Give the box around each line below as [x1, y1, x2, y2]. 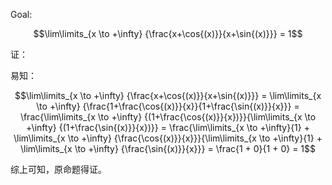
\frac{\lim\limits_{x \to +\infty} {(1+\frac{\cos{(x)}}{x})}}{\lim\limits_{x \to [19, 111, 317, 123]
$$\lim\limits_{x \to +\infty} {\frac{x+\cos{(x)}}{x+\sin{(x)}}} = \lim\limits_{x [14, 90, 322, 101]
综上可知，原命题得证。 [10, 164, 107, 175]
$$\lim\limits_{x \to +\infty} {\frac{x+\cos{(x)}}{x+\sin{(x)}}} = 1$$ [33, 28, 303, 39]
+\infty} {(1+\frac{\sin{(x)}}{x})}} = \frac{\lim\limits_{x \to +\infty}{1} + [26, 122, 310, 133]
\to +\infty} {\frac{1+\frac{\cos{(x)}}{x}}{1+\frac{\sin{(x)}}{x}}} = [36, 100, 300, 112]
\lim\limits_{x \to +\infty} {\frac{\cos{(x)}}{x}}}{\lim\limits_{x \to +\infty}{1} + [13, 132, 323, 144]
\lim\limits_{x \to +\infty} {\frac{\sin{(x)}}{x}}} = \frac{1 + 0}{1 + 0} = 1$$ [20, 143, 316, 154]
